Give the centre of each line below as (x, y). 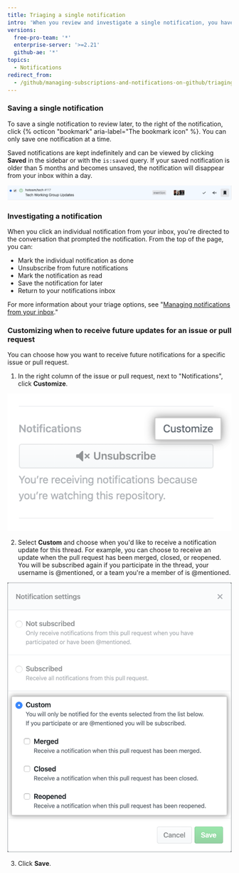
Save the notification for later (60, 283)
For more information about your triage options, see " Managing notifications (119, 305)
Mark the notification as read (60, 276)
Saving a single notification (55, 108)
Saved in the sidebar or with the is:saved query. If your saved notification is (118, 160)
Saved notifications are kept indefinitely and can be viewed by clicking (111, 152)
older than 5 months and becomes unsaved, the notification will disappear (116, 168)
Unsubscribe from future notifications (73, 268)
